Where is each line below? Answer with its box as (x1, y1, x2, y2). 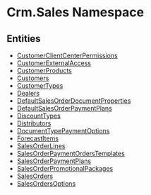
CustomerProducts (16, 67, 72, 74)
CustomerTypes (16, 82, 64, 89)
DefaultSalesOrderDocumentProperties (16, 96, 131, 105)
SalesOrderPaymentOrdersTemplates (16, 150, 125, 157)
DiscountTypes (16, 111, 61, 120)
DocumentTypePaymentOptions (16, 127, 110, 135)
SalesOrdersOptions (16, 179, 76, 188)
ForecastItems (16, 134, 59, 143)
